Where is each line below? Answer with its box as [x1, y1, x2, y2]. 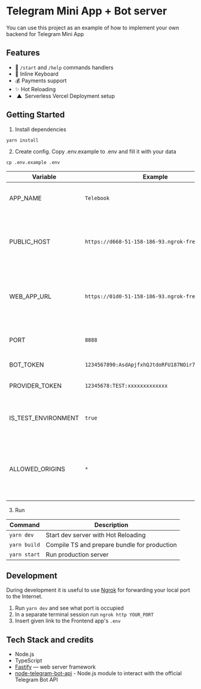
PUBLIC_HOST [9, 237, 51, 245]
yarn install [6, 137, 39, 143]
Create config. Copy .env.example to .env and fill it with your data [14, 148, 176, 155]
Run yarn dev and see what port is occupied [14, 604, 124, 612]
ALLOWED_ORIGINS [9, 465, 66, 473]
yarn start [9, 551, 40, 558]
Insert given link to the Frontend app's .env [14, 617, 121, 625]
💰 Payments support [14, 77, 67, 84]
